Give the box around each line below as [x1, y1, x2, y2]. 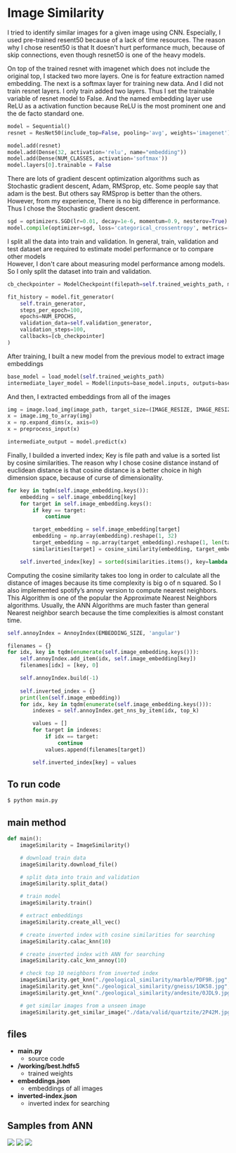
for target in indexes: [32, 726, 102, 733]
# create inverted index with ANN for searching [20, 950, 165, 958]
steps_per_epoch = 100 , [20, 306, 83, 314]
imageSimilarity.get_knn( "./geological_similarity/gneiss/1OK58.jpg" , [20, 983, 231, 990]
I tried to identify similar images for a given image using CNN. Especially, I [7, 28, 221, 37]
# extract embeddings [20, 912, 83, 919]
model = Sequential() [7, 122, 71, 130]
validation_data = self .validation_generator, [20, 320, 152, 327]
